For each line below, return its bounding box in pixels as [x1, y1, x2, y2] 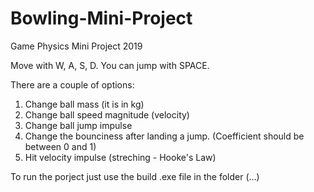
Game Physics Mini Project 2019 [10, 40, 143, 52]
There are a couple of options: [10, 78, 135, 91]
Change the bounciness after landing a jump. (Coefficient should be [24, 130, 305, 142]
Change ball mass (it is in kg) [24, 98, 145, 110]
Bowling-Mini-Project [10, 7, 193, 30]
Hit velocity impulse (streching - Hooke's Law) [24, 151, 217, 163]
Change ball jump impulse [24, 119, 133, 131]
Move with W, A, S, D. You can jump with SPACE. [10, 59, 210, 71]
